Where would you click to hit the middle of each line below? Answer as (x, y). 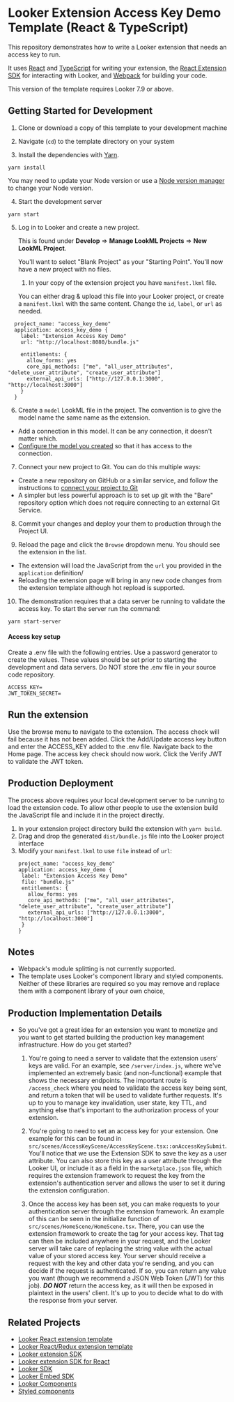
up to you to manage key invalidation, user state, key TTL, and (118, 1103)
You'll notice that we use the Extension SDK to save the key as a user (127, 1153)
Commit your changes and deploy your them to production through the (119, 523)
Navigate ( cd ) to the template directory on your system (96, 141)
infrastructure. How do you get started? (75, 1045)
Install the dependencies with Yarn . (68, 154)
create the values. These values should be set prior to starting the (102, 659)
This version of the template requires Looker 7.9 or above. (91, 89)
